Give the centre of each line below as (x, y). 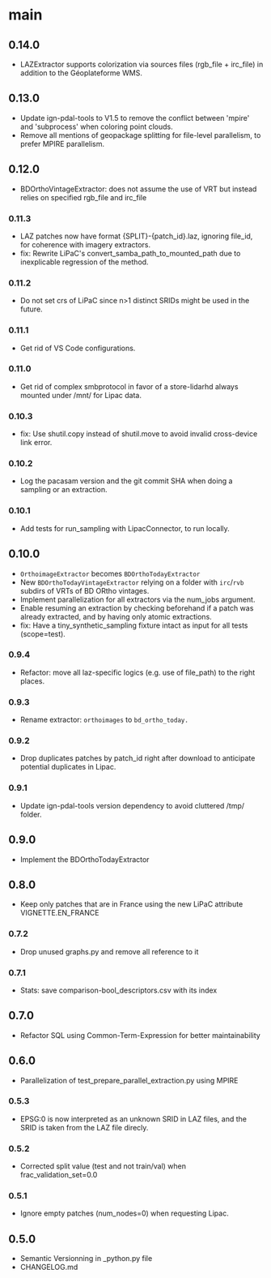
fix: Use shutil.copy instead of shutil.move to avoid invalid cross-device (139, 434)
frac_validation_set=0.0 (59, 1175)
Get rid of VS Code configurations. (78, 348)
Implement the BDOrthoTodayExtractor (85, 859)
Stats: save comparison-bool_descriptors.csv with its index (119, 990)
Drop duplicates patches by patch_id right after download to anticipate (138, 758)
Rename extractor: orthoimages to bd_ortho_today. (104, 720)
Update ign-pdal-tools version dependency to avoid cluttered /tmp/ (132, 805)
